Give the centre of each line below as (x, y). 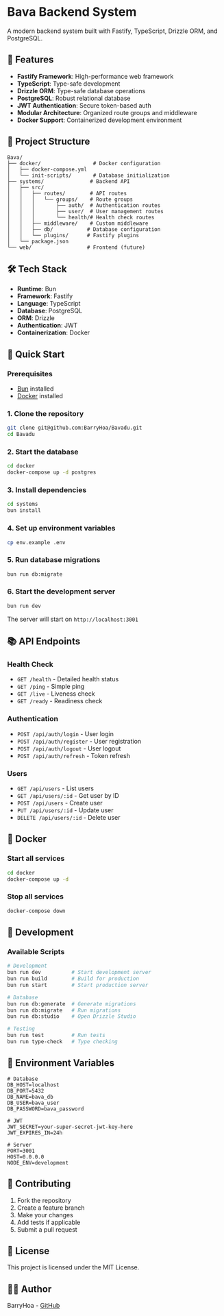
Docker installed (40, 396)
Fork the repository (44, 1200)
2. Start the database (43, 452)
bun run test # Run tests (57, 1036)
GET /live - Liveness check (56, 694)
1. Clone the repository (46, 413)
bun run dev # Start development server (79, 973)
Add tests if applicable (49, 1222)
